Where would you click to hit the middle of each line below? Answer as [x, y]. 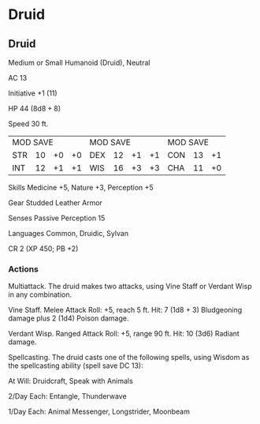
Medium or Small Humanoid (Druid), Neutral [79, 62]
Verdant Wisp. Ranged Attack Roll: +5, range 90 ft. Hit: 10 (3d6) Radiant [124, 334]
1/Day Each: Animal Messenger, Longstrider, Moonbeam [99, 411]
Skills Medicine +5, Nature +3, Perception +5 [81, 188]
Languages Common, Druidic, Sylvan [68, 233]
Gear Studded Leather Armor [55, 203]
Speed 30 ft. [28, 124]
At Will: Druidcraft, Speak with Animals [71, 381]
